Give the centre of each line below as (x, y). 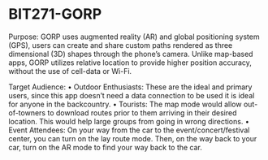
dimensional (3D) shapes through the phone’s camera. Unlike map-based (131, 54)
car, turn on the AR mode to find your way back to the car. (106, 147)
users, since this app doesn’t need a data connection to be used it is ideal (132, 95)
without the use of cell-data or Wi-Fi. (70, 71)
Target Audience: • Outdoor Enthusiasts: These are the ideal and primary (130, 87)
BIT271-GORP (55, 14)
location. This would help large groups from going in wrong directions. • (129, 121)
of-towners (27, 112)
